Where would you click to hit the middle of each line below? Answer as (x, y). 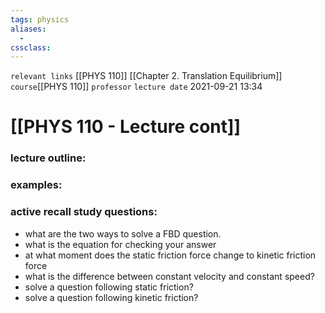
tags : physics (40, 19)
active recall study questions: (84, 212)
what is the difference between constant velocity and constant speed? (169, 276)
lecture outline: (48, 158)
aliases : (28, 29)
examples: (36, 185)
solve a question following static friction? (109, 287)
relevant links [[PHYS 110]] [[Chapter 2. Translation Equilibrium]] (146, 76)
